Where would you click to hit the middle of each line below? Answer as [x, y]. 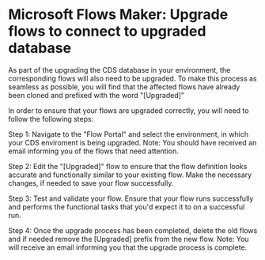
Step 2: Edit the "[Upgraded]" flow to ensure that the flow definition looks [128, 166]
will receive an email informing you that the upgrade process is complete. [128, 247]
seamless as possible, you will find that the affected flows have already [124, 87]
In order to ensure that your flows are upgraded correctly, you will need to [129, 110]
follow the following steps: [51, 119]
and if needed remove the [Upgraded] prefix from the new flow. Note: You [129, 239]
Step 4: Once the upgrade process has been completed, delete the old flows [133, 230]
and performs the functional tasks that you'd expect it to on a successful [127, 206]
